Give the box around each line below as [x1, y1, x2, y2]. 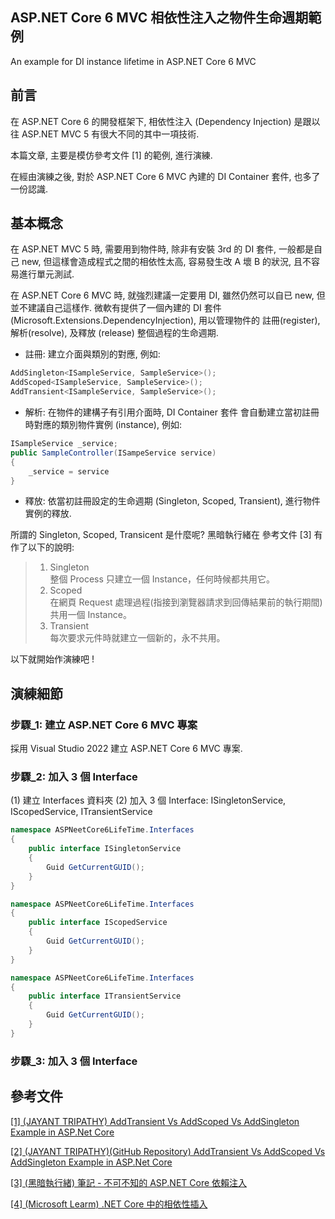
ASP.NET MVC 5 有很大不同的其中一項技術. [21, 128, 200, 140]
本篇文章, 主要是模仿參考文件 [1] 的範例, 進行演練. [10, 149, 213, 161]
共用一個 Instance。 [49, 609, 132, 621]
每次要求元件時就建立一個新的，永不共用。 [49, 632, 226, 644]
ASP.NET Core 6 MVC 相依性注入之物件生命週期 [10, 9, 309, 27]
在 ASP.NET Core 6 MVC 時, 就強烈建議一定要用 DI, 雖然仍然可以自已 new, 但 [10, 289, 326, 302]
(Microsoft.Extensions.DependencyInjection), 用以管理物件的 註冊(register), [10, 314, 321, 327]
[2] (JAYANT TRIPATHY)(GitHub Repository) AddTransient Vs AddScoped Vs [10, 1145, 326, 1157]
